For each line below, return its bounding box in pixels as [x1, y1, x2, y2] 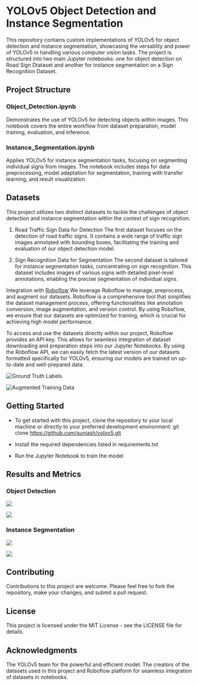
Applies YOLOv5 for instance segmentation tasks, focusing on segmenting [6, 157, 187, 164]
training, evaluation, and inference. [6, 128, 91, 135]
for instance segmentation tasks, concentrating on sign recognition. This [14, 262, 192, 270]
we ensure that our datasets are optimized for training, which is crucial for [6, 311, 186, 319]
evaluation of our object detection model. [14, 245, 115, 252]
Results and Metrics [6, 469, 82, 479]
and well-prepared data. [25, 361, 85, 368]
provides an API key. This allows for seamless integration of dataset [6, 336, 171, 343]
